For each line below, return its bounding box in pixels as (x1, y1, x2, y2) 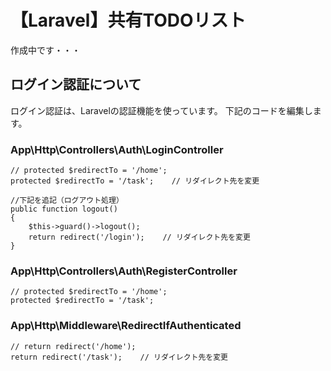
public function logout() (10, 204, 118, 215)
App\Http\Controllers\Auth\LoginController (10, 142, 224, 156)
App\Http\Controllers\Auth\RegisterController (10, 264, 238, 278)
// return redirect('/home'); (10, 341, 137, 351)
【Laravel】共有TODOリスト (10, 9, 247, 32)
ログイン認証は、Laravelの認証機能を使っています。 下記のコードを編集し (10, 104, 313, 116)
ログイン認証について (10, 76, 142, 93)
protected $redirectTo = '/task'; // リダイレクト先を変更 (10, 176, 260, 186)
